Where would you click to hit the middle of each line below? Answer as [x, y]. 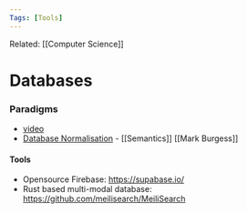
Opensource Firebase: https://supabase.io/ [103, 179]
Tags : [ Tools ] [36, 18]
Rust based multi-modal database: [87, 189]
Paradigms [34, 108]
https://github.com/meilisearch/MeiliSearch [104, 199]
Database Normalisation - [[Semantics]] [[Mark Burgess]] [130, 138]
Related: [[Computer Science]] [67, 44]
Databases [51, 81]
